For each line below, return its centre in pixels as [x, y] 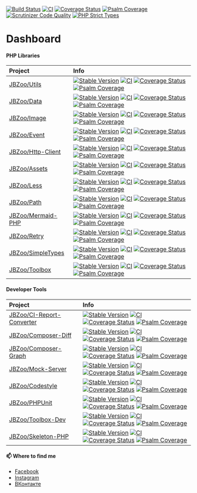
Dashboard [34, 39]
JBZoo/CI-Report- [35, 315]
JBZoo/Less [26, 186]
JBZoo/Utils [25, 84]
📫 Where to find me [31, 456]
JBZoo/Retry [26, 236]
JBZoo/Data [26, 101]
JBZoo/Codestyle [33, 386]
